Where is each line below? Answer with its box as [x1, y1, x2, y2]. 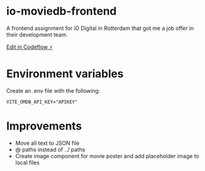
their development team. [6, 31, 69, 38]
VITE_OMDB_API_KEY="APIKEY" [6, 99, 78, 105]
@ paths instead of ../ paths [15, 145, 86, 153]
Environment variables [6, 67, 124, 81]
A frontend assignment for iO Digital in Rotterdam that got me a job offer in [6, 24, 194, 32]
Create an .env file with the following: [6, 87, 100, 94]
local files [15, 159, 40, 166]
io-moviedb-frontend [6, 4, 117, 18]
